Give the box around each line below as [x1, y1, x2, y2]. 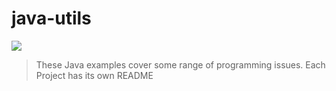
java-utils [11, 7, 92, 30]
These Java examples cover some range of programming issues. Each [35, 58, 326, 71]
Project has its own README [35, 69, 154, 81]
